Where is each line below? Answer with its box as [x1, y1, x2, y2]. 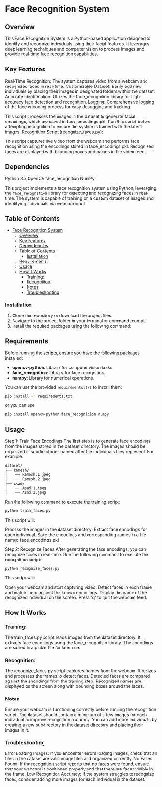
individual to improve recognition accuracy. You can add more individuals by [5, 717, 157, 723]
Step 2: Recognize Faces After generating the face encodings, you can [5, 546, 146, 552]
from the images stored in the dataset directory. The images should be [5, 443, 146, 449]
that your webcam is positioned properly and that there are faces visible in [5, 766, 153, 771]
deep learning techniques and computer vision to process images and [5, 46, 145, 52]
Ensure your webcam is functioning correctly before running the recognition [5, 706, 157, 713]
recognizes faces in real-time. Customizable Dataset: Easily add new [5, 83, 142, 89]
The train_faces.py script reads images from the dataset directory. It [5, 634, 141, 640]
